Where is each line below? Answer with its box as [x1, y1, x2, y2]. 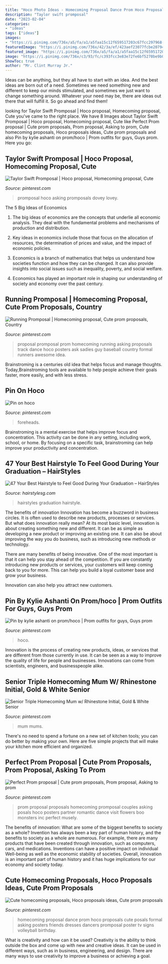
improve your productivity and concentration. [5, 445, 98, 451]
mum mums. [17, 723, 43, 729]
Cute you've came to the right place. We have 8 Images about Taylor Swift [5, 113, 158, 119]
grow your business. [5, 572, 47, 578]
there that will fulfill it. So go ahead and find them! [5, 98, 108, 104]
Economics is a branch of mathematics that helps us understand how [12, 255, 155, 261]
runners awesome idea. [17, 352, 66, 358]
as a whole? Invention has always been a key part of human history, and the [5, 829, 161, 835]
